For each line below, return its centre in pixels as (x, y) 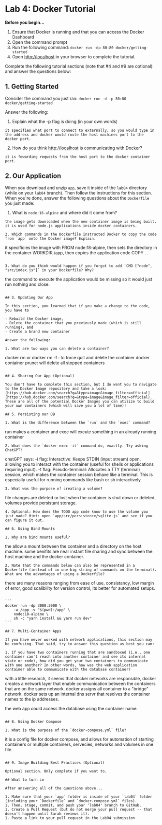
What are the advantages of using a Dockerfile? (55, 574)
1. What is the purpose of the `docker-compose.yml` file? (66, 730)
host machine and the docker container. (45, 556)
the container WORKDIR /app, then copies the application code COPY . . (77, 253)
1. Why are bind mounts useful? (37, 537)
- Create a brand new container (37, 332)
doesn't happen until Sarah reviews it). (47, 814)
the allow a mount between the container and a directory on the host (73, 546)
